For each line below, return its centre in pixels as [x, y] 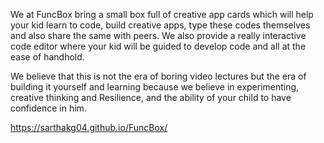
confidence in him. [48, 108]
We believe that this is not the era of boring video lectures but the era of [158, 76]
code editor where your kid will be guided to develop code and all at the [158, 46]
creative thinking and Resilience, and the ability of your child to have [151, 97]
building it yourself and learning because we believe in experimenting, [155, 87]
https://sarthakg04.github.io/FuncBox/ [89, 127]
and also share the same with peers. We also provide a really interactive [158, 35]
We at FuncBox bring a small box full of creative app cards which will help [162, 14]
